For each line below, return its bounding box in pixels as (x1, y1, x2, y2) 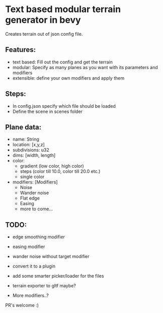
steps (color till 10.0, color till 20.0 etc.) (20, 168, 101, 174)
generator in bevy (5, 14, 81, 26)
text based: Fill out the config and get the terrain (12, 59, 113, 65)
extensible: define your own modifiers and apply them (12, 75, 125, 81)
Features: (5, 45, 36, 54)
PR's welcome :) (5, 302, 39, 308)
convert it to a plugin (12, 263, 55, 269)
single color (20, 174, 45, 180)
